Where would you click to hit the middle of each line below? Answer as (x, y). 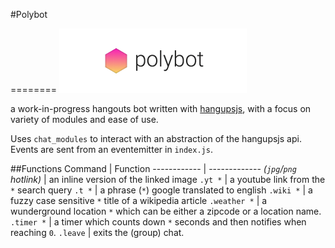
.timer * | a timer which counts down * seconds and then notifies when (158, 222)
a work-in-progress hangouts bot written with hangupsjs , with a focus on (161, 108)
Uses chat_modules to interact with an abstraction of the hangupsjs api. (156, 138)
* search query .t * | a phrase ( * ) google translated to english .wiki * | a (161, 190)
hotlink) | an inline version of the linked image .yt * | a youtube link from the (168, 179)
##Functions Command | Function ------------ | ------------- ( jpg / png (153, 168)
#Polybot (29, 14)
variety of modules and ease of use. (84, 119)
